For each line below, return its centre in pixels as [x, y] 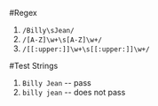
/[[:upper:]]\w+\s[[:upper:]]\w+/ [86, 49]
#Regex [23, 13]
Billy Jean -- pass [56, 83]
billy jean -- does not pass [74, 92]
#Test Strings [34, 66]
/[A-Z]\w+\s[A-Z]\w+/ [62, 40]
